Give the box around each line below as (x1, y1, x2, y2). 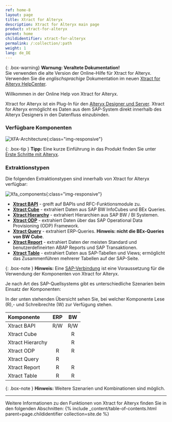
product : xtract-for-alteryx (5, 27, 68, 32)
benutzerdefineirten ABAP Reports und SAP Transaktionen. (12, 244, 138, 251)
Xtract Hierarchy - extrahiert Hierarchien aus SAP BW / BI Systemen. (12, 212, 159, 218)
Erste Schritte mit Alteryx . (5, 151, 59, 157)
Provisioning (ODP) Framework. (12, 223, 79, 229)
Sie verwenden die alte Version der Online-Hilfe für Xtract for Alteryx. (5, 70, 152, 76)
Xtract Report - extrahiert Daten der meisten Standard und (12, 239, 137, 245)
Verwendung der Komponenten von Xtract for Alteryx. (5, 271, 119, 277)
